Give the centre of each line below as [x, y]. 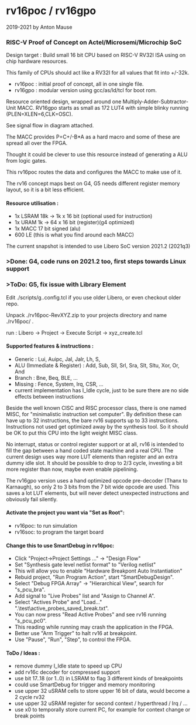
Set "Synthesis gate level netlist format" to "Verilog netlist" [85, 565]
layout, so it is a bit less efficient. [45, 190]
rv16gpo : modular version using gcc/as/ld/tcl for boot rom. [85, 90]
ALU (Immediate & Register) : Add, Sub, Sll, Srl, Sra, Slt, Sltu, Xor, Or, [97, 365]
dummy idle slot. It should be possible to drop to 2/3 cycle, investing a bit [94, 463]
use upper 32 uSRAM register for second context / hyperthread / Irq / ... [101, 703]
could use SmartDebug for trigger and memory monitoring [85, 684]
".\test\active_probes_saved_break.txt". [62, 608]
